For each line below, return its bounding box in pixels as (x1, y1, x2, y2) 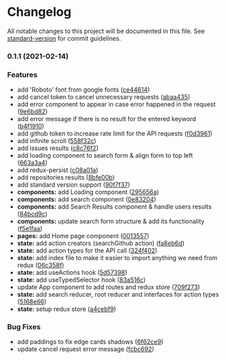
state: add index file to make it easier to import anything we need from (17, 254, 218, 262)
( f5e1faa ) (17, 224, 43, 233)
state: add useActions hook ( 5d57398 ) (17, 268, 127, 277)
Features (7, 70, 38, 79)
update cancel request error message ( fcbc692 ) (17, 345, 155, 353)
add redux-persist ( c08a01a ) (17, 166, 99, 174)
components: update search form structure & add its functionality (17, 218, 205, 226)
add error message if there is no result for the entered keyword (17, 115, 196, 123)
